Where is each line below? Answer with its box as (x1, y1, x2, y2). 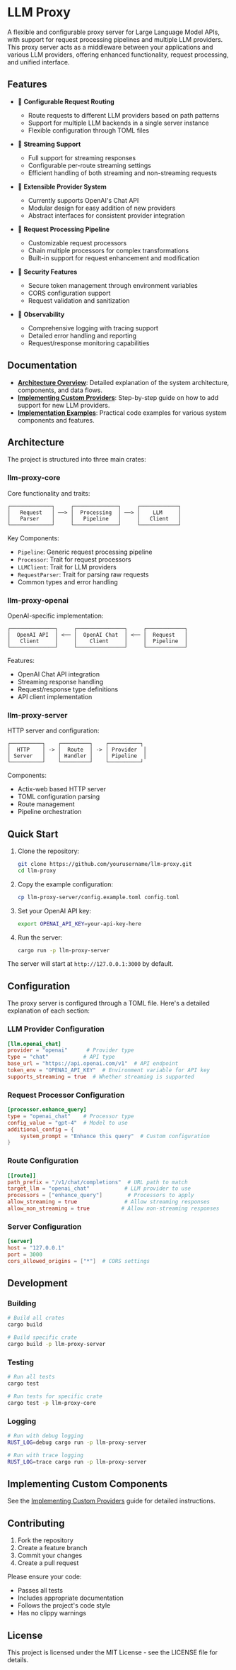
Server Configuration (7, 1221, 82, 1231)
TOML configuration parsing (17, 792, 100, 801)
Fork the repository (17, 1536, 74, 1544)
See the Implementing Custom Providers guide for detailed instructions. (7, 1497, 216, 1505)
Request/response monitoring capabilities (28, 338, 150, 347)
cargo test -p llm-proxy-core (7, 1399, 97, 1406)
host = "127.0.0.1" (7, 1245, 65, 1252)
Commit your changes (17, 1551, 83, 1560)
